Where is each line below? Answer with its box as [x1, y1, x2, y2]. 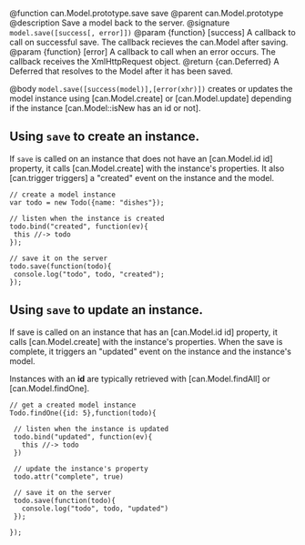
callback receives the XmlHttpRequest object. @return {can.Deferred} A [9, 56, 280, 66]
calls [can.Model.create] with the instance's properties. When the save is [9, 336, 283, 347]
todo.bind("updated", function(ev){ [13, 432, 153, 441]
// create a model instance [9, 190, 117, 199]
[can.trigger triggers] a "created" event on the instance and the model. [9, 172, 275, 183]
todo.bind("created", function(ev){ [9, 222, 148, 231]
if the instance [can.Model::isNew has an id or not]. [9, 103, 201, 113]
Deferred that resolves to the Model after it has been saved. [9, 66, 234, 76]
